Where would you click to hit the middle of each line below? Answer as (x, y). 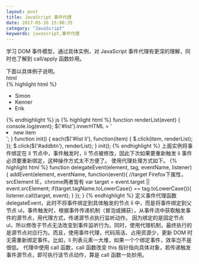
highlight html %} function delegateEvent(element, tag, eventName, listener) (99, 167)
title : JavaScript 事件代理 (39, 17)
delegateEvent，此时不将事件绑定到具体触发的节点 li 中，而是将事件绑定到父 (99, 203)
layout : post (22, 12)
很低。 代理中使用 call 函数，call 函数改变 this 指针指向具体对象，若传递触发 (99, 247)
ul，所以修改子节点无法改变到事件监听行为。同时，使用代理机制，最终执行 (97, 225)
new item (25, 133)
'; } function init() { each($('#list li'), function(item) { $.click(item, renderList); (99, 139)
